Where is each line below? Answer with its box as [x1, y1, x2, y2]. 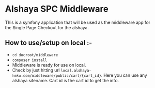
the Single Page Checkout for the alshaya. [5, 24, 89, 30]
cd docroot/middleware [12, 53, 58, 57]
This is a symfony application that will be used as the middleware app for [5, 19, 151, 25]
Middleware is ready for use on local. [12, 62, 86, 68]
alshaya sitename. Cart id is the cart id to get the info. [12, 77, 119, 83]
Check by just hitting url [12, 67, 60, 73]
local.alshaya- [60, 68, 92, 73]
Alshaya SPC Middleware [5, 3, 108, 15]
